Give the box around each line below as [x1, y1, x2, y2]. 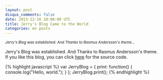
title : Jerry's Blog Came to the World [5, 21, 89, 27]
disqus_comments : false [5, 12, 55, 17]
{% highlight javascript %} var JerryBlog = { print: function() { [5, 64, 133, 70]
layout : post [5, 7, 33, 13]
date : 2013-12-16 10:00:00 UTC [5, 17, 71, 22]
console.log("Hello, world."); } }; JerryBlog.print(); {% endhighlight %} [5, 69, 149, 75]
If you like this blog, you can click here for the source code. [5, 54, 128, 60]
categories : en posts [5, 26, 51, 31]
